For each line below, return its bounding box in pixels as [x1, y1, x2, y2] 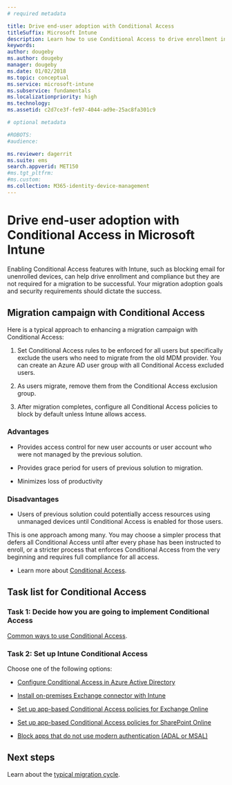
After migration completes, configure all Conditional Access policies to [17, 403, 218, 411]
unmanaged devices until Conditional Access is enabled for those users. [17, 518, 223, 526]
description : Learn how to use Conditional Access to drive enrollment [7, 35, 217, 42]
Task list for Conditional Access [7, 586, 147, 598]
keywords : [7, 42, 36, 49]
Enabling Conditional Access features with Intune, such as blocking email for [7, 265, 225, 273]
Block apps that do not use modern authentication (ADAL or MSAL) [17, 732, 209, 740]
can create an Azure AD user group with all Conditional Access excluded [17, 361, 224, 369]
